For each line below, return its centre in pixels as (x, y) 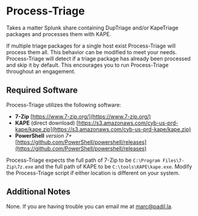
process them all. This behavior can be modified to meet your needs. (91, 52)
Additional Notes (39, 192)
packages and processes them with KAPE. (59, 34)
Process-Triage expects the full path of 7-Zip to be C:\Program (83, 160)
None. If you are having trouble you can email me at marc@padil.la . (89, 206)
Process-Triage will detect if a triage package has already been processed (98, 58)
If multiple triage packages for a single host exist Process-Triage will (91, 46)
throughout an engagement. (41, 71)
